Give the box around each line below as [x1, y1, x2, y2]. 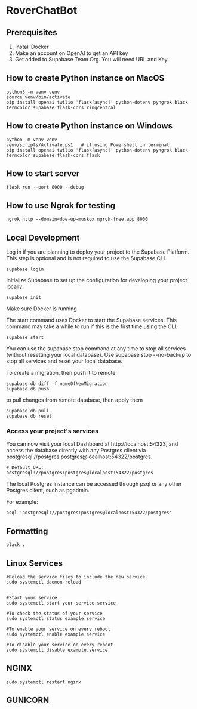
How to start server [6, 168, 80, 179]
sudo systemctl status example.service [6, 615, 106, 621]
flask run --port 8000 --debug [6, 184, 84, 190]
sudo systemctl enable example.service [6, 631, 106, 637]
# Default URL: [6, 465, 44, 471]
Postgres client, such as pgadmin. [6, 487, 90, 494]
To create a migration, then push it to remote [6, 369, 116, 377]
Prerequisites [6, 27, 57, 38]
